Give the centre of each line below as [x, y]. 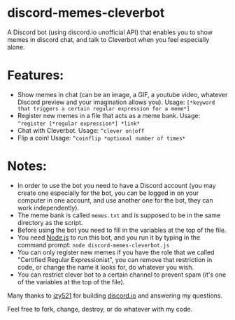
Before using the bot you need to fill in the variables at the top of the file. [122, 230]
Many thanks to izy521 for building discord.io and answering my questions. [115, 296]
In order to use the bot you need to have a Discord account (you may [116, 185]
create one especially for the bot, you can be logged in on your [108, 193]
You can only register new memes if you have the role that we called [116, 252]
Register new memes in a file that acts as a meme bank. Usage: [109, 115]
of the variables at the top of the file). [71, 282]
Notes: [27, 166]
